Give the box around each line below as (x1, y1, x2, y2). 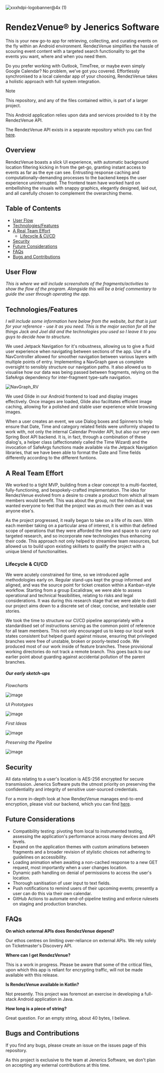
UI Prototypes (5, 702, 34, 708)
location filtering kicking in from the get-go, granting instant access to (5, 164, 146, 170)
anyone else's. (5, 508, 35, 514)
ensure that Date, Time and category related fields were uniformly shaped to (5, 424, 160, 429)
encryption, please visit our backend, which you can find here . (5, 801, 131, 807)
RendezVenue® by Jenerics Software (5, 22, 160, 33)
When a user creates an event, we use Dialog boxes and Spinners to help (5, 418, 153, 425)
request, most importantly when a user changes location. (12, 864, 128, 870)
